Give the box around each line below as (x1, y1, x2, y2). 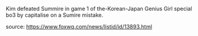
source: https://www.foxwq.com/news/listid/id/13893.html (6, 23, 153, 30)
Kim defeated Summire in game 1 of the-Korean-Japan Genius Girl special (6, 5, 192, 12)
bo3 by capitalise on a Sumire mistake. (6, 11, 104, 19)
